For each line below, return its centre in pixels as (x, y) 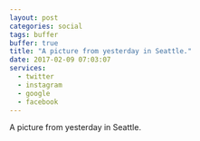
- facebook (38, 102)
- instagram (40, 85)
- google (34, 93)
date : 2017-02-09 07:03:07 (60, 60)
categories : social (46, 26)
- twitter (36, 77)
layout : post (34, 18)
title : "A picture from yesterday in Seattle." (101, 52)
